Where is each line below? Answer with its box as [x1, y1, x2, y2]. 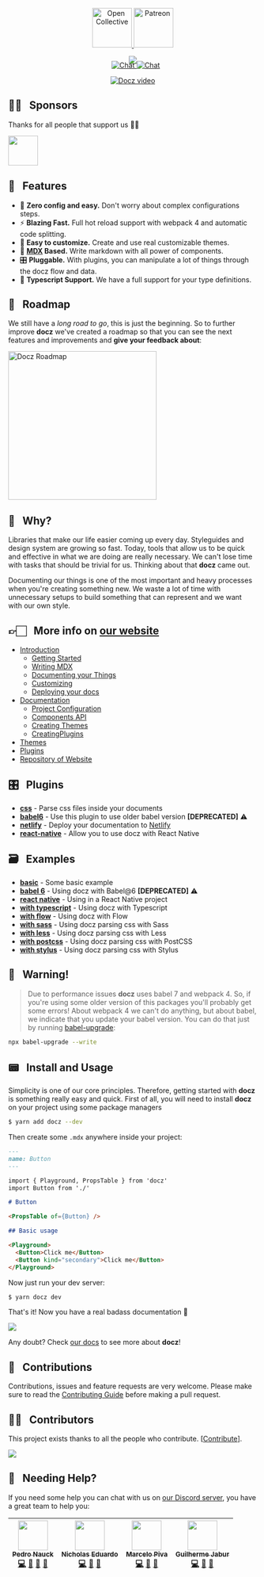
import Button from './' [8, 1184, 90, 1192]
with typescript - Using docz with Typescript [19, 903, 168, 912]
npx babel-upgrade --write [8, 1038, 97, 1046]
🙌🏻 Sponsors [8, 99, 78, 113]
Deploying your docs [31, 687, 100, 697]
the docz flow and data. [19, 266, 97, 276]
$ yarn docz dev [8, 1293, 62, 1301]
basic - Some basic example [19, 877, 113, 887]
